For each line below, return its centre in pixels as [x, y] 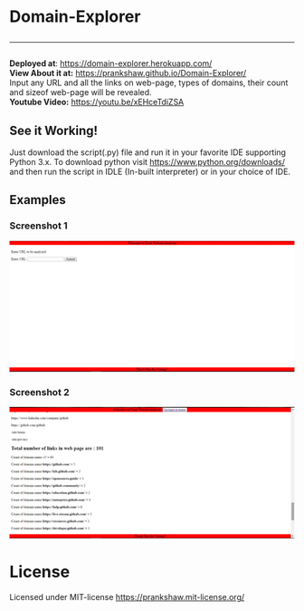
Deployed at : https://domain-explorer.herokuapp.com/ [111, 63]
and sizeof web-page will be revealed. [81, 92]
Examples [38, 200]
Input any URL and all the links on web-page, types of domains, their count [149, 82]
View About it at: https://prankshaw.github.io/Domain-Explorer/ [128, 73]
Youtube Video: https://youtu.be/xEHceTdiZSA [97, 102]
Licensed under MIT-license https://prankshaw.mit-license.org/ [127, 596]
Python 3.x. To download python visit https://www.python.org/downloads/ [147, 162]
